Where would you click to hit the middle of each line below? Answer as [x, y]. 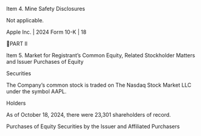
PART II [19, 44]
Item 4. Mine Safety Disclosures [46, 9]
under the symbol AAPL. [36, 91]
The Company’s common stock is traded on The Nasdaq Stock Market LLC [99, 85]
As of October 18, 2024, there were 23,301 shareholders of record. [89, 115]
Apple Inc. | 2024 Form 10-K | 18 [46, 32]
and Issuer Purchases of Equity [45, 62]
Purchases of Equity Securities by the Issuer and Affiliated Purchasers [93, 126]
